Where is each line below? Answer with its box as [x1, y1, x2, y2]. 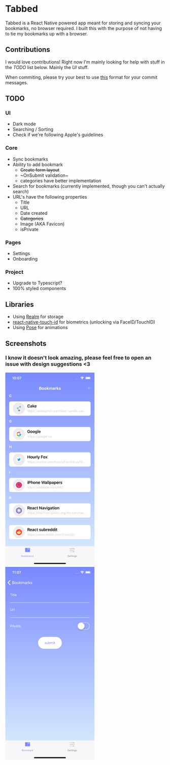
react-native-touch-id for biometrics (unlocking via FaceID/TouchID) [12, 319, 156, 325]
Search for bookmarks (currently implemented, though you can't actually [12, 183, 165, 189]
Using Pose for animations [12, 325, 68, 331]
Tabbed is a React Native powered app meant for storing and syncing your [5, 20, 161, 26]
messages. [5, 79, 28, 85]
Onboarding [12, 256, 38, 262]
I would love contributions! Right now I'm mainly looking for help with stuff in [5, 59, 165, 65]
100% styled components [12, 285, 66, 292]
